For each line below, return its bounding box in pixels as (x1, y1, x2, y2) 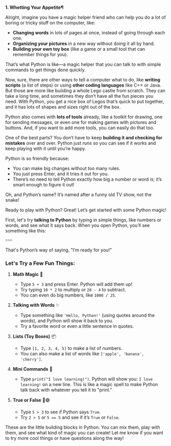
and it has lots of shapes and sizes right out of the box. (5, 104, 121, 110)
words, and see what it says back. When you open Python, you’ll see (5, 222, 150, 228)
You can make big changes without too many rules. (12, 165, 121, 171)
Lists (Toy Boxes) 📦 (12, 333, 57, 339)
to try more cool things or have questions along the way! (5, 435, 124, 441)
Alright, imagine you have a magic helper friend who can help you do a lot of (5, 14, 166, 20)
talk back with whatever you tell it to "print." (20, 387, 112, 393)
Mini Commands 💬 (12, 366, 53, 372)
